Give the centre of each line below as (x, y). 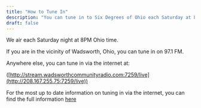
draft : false (22, 23)
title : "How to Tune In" (37, 12)
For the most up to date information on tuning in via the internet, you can (96, 93)
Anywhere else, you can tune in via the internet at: (68, 63)
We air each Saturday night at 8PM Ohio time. (62, 40)
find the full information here (41, 99)
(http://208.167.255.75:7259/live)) (47, 81)
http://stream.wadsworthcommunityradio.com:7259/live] (80, 75)
